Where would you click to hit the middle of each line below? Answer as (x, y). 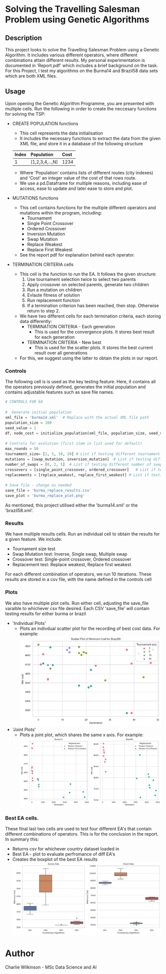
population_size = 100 (28, 423)
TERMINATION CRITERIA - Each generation (71, 327)
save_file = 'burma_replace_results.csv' (48, 490)
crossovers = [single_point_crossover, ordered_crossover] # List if (80, 470)
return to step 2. (43, 311)
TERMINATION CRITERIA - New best (64, 343)
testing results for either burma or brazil (46, 614)
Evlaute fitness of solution (53, 295)
